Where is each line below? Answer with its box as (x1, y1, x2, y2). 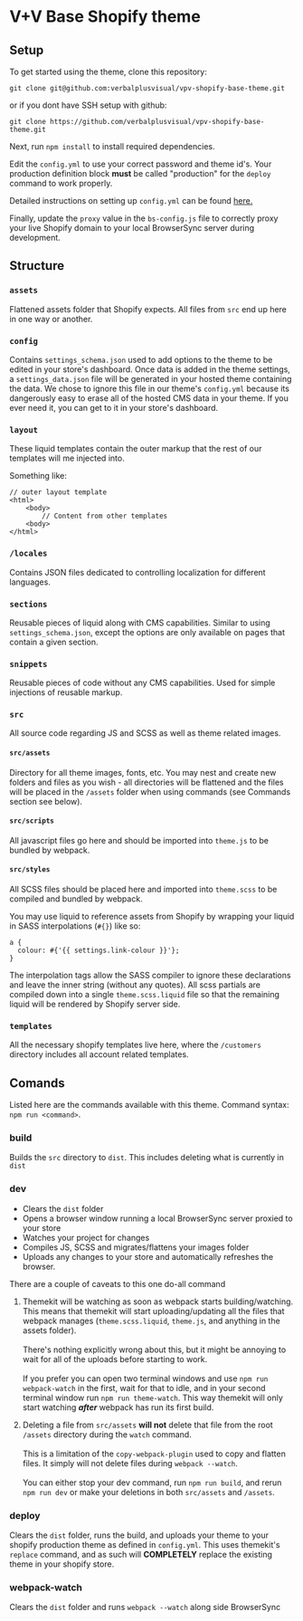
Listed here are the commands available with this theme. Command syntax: (9, 1100, 289, 1111)
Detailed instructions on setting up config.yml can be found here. (9, 195, 253, 205)
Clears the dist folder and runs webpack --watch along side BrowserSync (9, 1602, 281, 1613)
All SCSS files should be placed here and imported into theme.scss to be (9, 884, 278, 895)
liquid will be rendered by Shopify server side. (9, 998, 181, 1010)
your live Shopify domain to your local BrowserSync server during (9, 223, 255, 233)
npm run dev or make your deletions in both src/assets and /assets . (22, 1486, 276, 1497)
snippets (9, 659, 48, 669)
